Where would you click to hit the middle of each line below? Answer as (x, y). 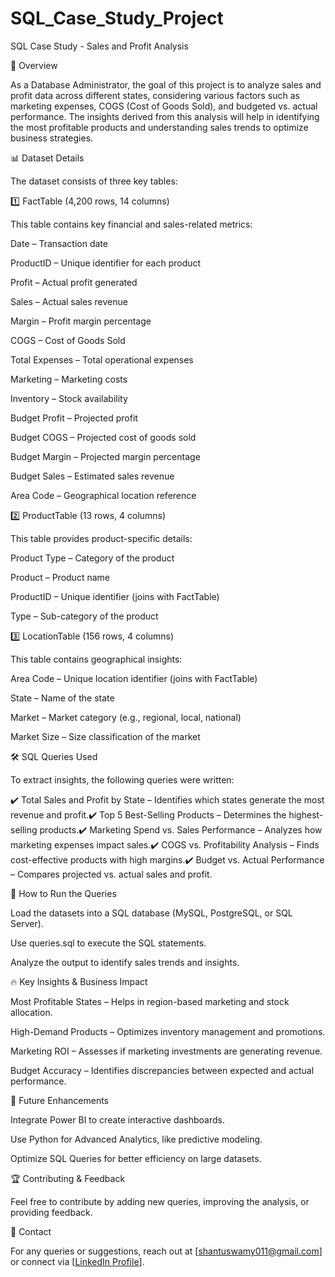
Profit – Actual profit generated (74, 282)
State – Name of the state (62, 698)
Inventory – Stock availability (69, 398)
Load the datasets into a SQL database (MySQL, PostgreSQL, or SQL (151, 913)
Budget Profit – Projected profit (74, 418)
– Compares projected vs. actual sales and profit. (111, 874)
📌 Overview (34, 65)
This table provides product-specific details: (101, 538)
